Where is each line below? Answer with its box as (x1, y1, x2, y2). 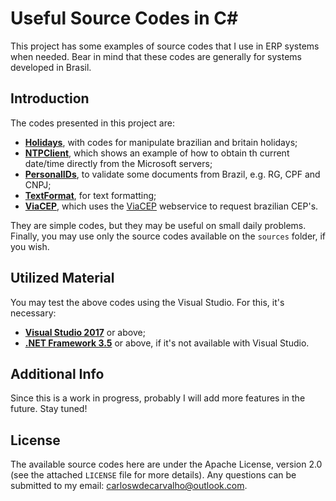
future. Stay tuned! (10, 403, 88, 415)
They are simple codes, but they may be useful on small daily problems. (10, 219, 307, 231)
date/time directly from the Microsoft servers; (24, 157, 213, 169)
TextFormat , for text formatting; (24, 189, 157, 201)
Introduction (10, 90, 90, 107)
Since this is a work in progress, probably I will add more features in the (10, 392, 306, 404)
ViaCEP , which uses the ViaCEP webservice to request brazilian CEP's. (24, 200, 319, 212)
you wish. (10, 240, 50, 252)
